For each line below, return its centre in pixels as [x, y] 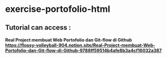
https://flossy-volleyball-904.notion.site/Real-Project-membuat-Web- [80, 45]
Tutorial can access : [38, 28]
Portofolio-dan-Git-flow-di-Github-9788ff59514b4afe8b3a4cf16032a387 [83, 51]
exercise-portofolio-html [58, 9]
